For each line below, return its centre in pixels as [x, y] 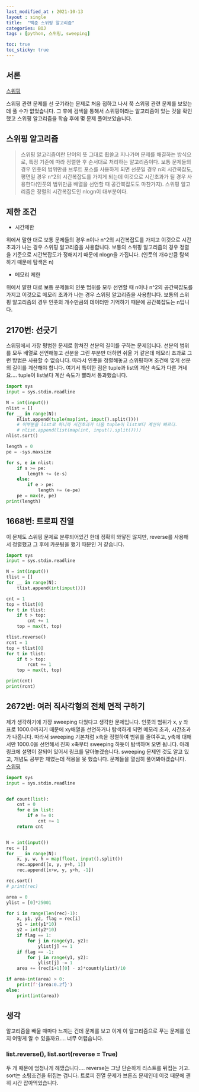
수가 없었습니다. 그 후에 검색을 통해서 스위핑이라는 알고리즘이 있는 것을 [100, 111]
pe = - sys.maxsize [29, 452]
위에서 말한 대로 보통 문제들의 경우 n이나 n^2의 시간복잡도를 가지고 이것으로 [93, 240]
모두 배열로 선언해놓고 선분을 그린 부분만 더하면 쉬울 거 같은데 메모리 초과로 [99, 353]
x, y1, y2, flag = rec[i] [49, 919]
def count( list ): [28, 799]
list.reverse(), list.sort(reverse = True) [62, 1054]
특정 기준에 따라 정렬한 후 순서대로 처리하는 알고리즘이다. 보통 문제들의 [110, 161]
